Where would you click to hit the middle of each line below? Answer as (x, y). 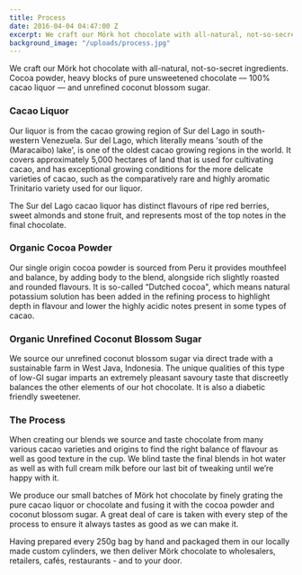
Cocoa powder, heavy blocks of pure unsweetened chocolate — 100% (140, 78)
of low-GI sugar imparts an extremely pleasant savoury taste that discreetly (149, 378)
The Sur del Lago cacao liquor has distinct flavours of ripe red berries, (139, 205)
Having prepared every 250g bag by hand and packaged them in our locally (150, 542)
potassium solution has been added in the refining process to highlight (140, 296)
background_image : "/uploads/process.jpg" (90, 43)
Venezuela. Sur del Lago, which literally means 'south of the (152, 140)
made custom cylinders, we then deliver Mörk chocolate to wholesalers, (142, 552)
